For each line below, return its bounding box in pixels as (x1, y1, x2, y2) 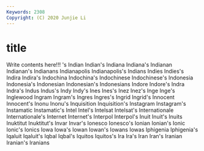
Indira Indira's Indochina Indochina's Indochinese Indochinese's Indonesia (6, 74, 194, 81)
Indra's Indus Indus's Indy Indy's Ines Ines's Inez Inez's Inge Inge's (6, 87, 176, 95)
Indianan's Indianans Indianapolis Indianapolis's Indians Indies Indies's (6, 68, 184, 75)
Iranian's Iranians (6, 139, 50, 147)
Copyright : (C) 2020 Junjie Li (6, 15, 86, 21)
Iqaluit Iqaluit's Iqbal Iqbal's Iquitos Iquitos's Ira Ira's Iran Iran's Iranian (6, 133, 183, 140)
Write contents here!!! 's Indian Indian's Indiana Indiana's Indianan (6, 61, 173, 68)
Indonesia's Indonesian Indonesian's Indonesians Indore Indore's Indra (6, 81, 185, 88)
